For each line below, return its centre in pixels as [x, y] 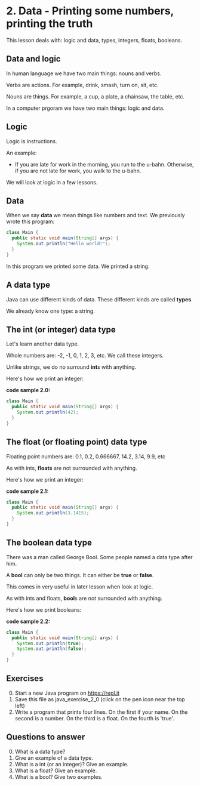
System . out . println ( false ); [52, 649]
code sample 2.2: [28, 621]
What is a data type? [40, 751]
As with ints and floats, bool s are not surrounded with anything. [84, 598]
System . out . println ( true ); [50, 643]
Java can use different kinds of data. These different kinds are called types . [99, 299]
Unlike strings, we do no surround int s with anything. [71, 367]
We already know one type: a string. [51, 311]
